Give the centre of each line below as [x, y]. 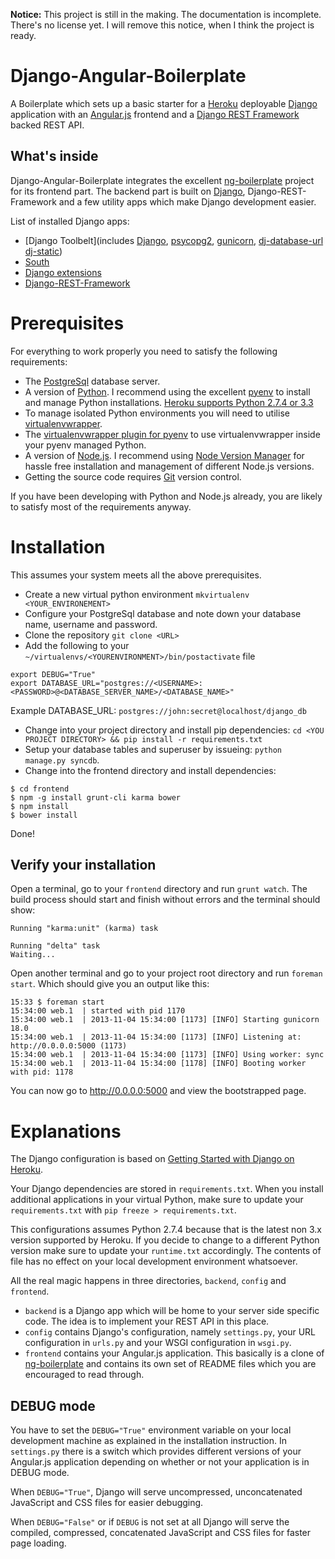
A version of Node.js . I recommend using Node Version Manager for [164, 455]
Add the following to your [77, 645]
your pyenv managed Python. [85, 445]
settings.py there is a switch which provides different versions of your [156, 1451]
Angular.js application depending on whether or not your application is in [160, 1462]
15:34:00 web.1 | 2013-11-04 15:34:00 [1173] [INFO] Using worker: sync [167, 1055]
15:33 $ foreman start [57, 1002]
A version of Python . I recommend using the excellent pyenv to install [167, 391]
